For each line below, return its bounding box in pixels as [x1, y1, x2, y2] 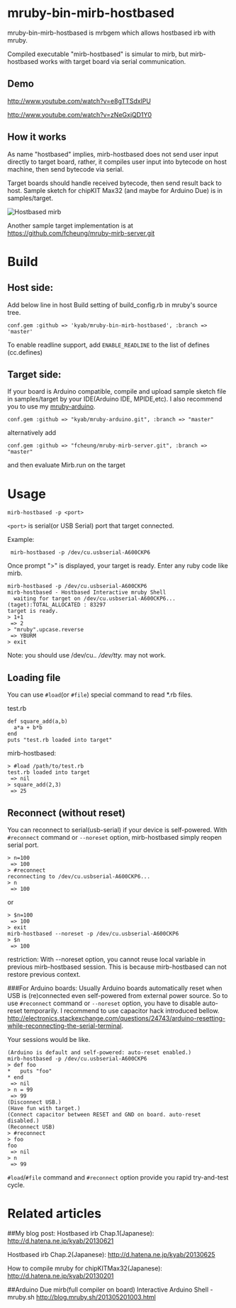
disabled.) [7, 1117, 40, 1124]
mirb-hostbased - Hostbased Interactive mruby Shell [7, 589, 167, 597]
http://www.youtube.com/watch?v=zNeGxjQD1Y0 [7, 110, 152, 118]
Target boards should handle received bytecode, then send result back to [7, 179, 222, 187]
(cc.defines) [7, 348, 43, 356]
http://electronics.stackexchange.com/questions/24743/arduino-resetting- [7, 1014, 225, 1022]
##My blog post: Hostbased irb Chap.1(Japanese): [7, 1229, 154, 1237]
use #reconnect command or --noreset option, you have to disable [7, 999, 201, 1007]
